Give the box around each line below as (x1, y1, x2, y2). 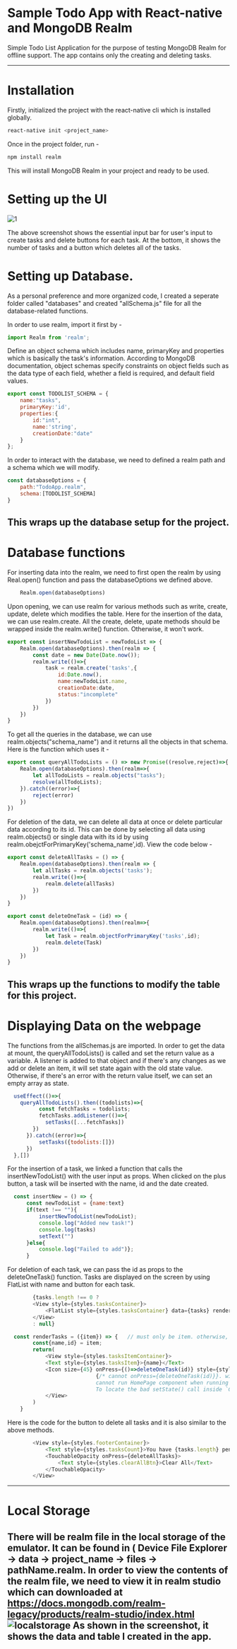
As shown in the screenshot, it (73, 1619, 209, 1631)
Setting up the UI (7, 191, 107, 207)
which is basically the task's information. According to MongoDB (7, 354, 195, 362)
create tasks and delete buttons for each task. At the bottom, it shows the (7, 236, 221, 244)
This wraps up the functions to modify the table (7, 978, 221, 990)
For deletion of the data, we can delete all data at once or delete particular (7, 817, 223, 826)
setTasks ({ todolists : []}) (38, 1138, 115, 1146)
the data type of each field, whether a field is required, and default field (7, 369, 215, 378)
